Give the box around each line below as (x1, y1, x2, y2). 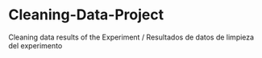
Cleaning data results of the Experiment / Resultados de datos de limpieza (8, 32, 255, 42)
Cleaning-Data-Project (8, 6, 164, 24)
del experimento (8, 40, 63, 50)
